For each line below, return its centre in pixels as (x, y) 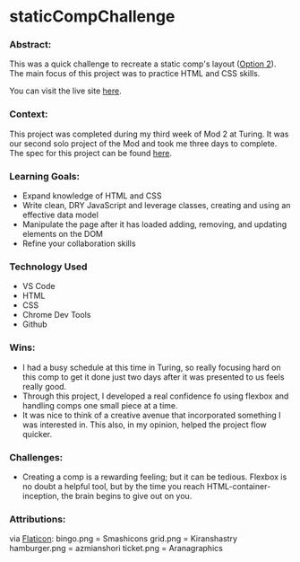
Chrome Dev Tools (56, 315)
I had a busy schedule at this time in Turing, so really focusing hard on (151, 367)
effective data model (60, 215)
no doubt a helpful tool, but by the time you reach (113, 486)
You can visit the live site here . (66, 91)
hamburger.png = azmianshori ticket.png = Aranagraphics (116, 549)
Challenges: (36, 457)
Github (34, 324)
